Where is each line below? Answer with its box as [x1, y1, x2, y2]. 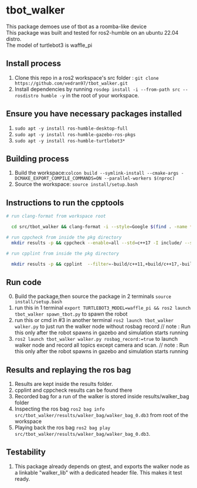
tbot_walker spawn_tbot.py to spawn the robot [14, 310, 128, 317]
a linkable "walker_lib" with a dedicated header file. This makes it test [14, 469, 182, 476]
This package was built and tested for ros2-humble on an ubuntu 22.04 [6, 29, 179, 36]
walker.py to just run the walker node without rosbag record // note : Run [14, 323, 191, 330]
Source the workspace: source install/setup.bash [14, 181, 138, 188]
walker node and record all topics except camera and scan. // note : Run [14, 341, 189, 349]
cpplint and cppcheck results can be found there [14, 387, 133, 394]
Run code [6, 277, 42, 287]
